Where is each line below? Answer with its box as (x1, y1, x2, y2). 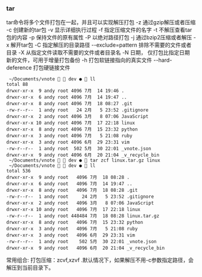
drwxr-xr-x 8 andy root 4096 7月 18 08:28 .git (6, 187, 138, 194)
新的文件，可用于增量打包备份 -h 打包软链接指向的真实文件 (6, 56, 153, 64)
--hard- (153, 56, 172, 64)
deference (6, 64, 32, 71)
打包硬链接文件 (33, 64, 71, 71)
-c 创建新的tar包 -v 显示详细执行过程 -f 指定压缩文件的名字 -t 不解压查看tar (6, 26, 192, 34)
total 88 (6, 82, 28, 88)
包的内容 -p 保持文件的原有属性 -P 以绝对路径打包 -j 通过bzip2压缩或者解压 (6, 34, 192, 41)
